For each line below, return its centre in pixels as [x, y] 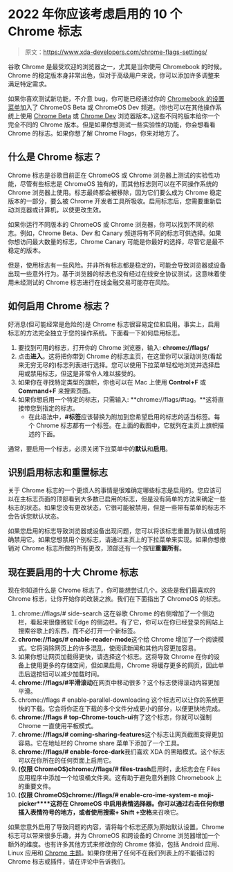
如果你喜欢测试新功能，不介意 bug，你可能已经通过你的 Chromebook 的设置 [116, 98]
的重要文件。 [36, 786]
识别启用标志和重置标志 [58, 472]
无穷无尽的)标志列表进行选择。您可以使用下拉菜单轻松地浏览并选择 [119, 364]
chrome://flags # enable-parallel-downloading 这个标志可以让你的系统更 [121, 700]
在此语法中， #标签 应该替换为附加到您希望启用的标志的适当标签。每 [124, 416]
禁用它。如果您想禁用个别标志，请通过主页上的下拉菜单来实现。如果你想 [116, 539]
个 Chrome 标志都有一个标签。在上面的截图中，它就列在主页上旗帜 [123, 425]
